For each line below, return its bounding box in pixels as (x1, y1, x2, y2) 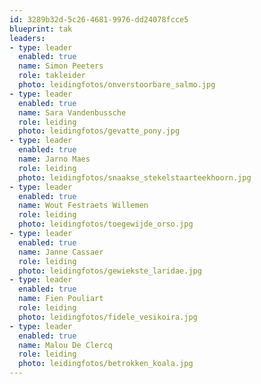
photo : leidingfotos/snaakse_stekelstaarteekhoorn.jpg (18, 172, 252, 183)
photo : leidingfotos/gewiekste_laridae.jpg (18, 266, 202, 276)
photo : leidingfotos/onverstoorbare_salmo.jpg (18, 80, 216, 90)
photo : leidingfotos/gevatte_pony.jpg (18, 126, 181, 136)
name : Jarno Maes (18, 154, 91, 164)
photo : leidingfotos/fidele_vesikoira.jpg (18, 312, 198, 322)
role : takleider (18, 71, 86, 81)
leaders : (9, 33, 46, 43)
